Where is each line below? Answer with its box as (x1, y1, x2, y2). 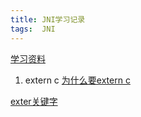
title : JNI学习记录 (10, 14, 86, 25)
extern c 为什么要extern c (24, 74, 131, 86)
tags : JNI (10, 24, 56, 34)
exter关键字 (10, 95, 58, 107)
